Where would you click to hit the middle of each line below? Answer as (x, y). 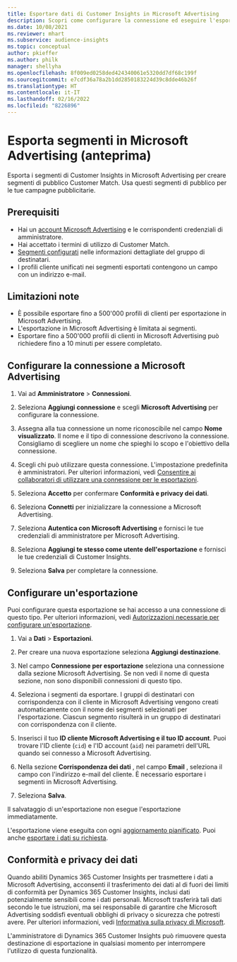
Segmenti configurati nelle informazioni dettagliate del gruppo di (111, 252)
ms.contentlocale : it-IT (44, 92)
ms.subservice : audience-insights (58, 40)
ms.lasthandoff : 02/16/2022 (49, 100)
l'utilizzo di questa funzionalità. (52, 951)
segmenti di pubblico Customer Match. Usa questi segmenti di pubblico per (117, 182)
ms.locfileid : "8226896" (44, 106)
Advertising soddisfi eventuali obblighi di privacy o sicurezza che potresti (114, 914)
